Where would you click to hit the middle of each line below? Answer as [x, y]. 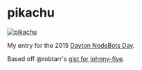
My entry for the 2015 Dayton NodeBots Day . [71, 45]
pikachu [31, 13]
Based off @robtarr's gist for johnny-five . [66, 59]
